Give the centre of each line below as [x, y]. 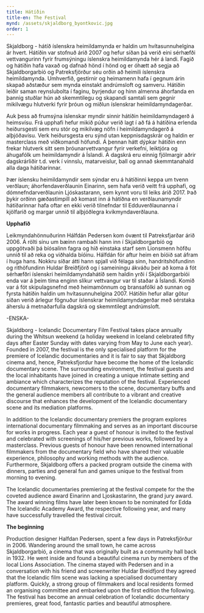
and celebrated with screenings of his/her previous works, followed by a [97, 439]
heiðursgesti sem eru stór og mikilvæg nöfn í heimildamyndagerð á [90, 129]
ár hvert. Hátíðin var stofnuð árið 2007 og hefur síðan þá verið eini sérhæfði [101, 53]
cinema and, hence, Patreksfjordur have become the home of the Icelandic [100, 362]
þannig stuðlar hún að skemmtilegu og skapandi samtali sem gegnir [91, 98]
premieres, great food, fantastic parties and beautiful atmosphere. [89, 603]
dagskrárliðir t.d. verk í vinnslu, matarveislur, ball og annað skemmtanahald [100, 161]
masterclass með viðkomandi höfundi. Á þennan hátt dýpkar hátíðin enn [97, 142]
